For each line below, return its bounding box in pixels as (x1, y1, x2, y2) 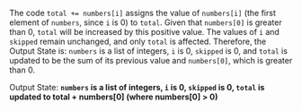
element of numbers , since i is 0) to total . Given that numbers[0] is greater (9, 17, 282, 28)
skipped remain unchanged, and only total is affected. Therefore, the (9, 36, 267, 47)
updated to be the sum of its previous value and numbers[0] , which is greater (9, 55, 293, 65)
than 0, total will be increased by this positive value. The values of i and (9, 27, 280, 37)
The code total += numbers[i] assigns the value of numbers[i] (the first (9, 8, 276, 18)
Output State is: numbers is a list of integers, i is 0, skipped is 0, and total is (9, 46, 288, 56)
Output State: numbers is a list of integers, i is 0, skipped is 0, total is (9, 82, 265, 92)
